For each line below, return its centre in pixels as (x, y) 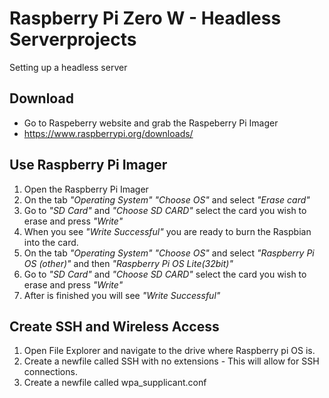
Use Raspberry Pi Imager (88, 165)
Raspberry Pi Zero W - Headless (145, 18)
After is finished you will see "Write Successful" (122, 295)
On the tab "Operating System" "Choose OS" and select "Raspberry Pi (169, 253)
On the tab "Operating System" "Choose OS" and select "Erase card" (167, 199)
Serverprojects (73, 39)
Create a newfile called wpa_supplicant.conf (115, 383)
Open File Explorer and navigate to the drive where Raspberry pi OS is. (169, 351)
